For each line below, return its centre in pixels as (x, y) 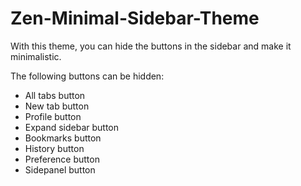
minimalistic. (36, 56)
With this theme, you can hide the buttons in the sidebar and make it (151, 46)
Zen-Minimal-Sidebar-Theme (135, 18)
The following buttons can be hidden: (87, 76)
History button (54, 148)
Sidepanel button (60, 169)
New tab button (57, 106)
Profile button (53, 116)
